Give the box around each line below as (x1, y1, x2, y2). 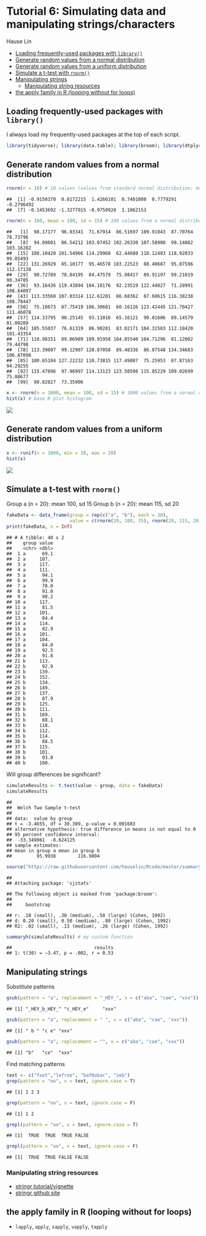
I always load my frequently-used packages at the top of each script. (6, 131, 181, 138)
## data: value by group (6, 815, 72, 822)
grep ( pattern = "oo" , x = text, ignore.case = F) (6, 1099, 136, 1106)
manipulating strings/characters (6, 17, 175, 31)
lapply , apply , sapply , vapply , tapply (15, 1223, 108, 1230)
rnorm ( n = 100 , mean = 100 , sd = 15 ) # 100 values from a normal (6, 218, 177, 224)
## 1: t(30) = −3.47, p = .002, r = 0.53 (6, 950, 114, 956)
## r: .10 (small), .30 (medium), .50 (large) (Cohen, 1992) (6, 912, 166, 918)
